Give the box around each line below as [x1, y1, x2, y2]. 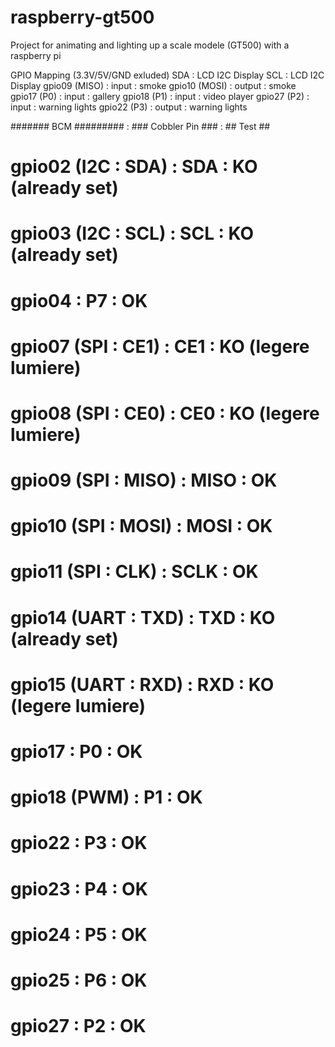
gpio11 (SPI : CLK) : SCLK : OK [10, 561, 259, 583]
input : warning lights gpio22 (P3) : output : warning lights [10, 101, 248, 113]
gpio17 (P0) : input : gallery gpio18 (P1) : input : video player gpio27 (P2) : [10, 90, 310, 102]
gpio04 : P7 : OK [10, 289, 148, 312]
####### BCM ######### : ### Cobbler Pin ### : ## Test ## [10, 120, 271, 132]
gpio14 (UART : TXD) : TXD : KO [10, 606, 276, 629]
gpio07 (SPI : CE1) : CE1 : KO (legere [10, 335, 310, 358]
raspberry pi [10, 49, 62, 61]
